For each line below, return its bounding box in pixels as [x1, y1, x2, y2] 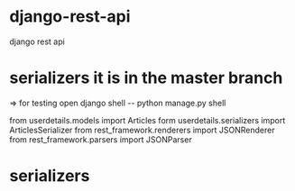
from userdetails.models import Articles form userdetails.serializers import [9, 114, 286, 125]
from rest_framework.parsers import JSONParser [9, 133, 192, 145]
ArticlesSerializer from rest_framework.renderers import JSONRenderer [9, 124, 275, 135]
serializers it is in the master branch [9, 68, 283, 88]
